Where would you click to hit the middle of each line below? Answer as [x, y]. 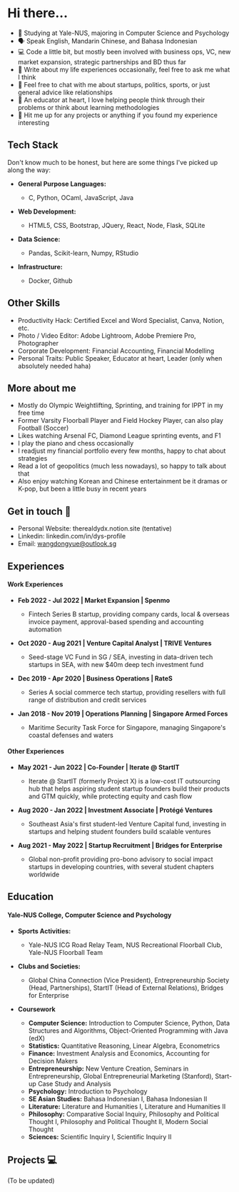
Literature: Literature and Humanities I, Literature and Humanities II [127, 1106]
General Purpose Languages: [62, 184]
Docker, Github [50, 281]
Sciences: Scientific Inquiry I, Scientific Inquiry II [100, 1136]
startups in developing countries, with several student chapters [121, 866]
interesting [34, 122]
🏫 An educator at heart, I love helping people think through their [111, 100]
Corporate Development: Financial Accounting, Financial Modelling [116, 351]
